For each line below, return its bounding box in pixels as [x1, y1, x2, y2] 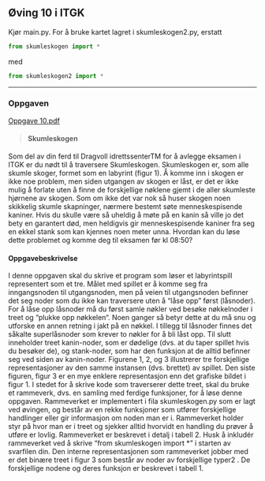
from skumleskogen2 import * [8, 72, 104, 80]
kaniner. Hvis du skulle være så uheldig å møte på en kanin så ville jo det [8, 211, 244, 220]
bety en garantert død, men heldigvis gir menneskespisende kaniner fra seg [8, 218, 255, 228]
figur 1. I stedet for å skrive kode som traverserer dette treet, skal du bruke [8, 380, 250, 390]
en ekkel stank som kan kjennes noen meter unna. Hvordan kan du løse [8, 227, 241, 237]
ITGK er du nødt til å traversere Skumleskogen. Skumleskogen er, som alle [8, 160, 249, 170]
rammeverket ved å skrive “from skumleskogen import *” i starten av [8, 438, 231, 448]
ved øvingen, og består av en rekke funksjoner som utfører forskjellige [8, 405, 237, 415]
